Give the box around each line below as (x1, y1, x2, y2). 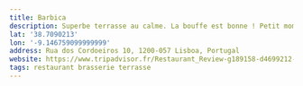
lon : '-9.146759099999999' (9, 38, 111, 47)
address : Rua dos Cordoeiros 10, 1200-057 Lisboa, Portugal (9, 47, 241, 56)
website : (9, 55, 42, 64)
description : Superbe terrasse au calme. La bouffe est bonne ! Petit (9, 21, 280, 30)
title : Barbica (9, 13, 67, 22)
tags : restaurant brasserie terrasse (9, 64, 151, 73)
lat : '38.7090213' (9, 30, 78, 39)
